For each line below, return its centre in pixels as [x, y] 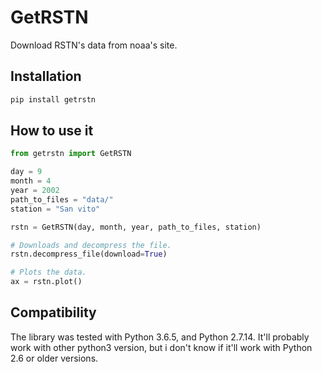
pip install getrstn [53, 99]
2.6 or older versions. [54, 358]
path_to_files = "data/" [62, 199]
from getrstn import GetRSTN [71, 154]
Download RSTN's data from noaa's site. [94, 45]
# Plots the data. [48, 272]
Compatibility [53, 312]
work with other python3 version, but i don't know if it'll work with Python [161, 347]
